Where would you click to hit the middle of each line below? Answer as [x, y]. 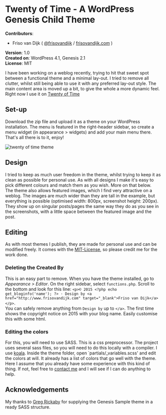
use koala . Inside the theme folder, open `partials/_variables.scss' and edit [81, 353]
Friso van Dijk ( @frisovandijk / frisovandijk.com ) [62, 43]
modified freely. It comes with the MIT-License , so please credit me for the [81, 250]
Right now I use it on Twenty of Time [43, 94]
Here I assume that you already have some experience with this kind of [78, 363]
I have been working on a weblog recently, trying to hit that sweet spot [77, 72]
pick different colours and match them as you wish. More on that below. [78, 185]
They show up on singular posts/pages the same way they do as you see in [82, 206]
